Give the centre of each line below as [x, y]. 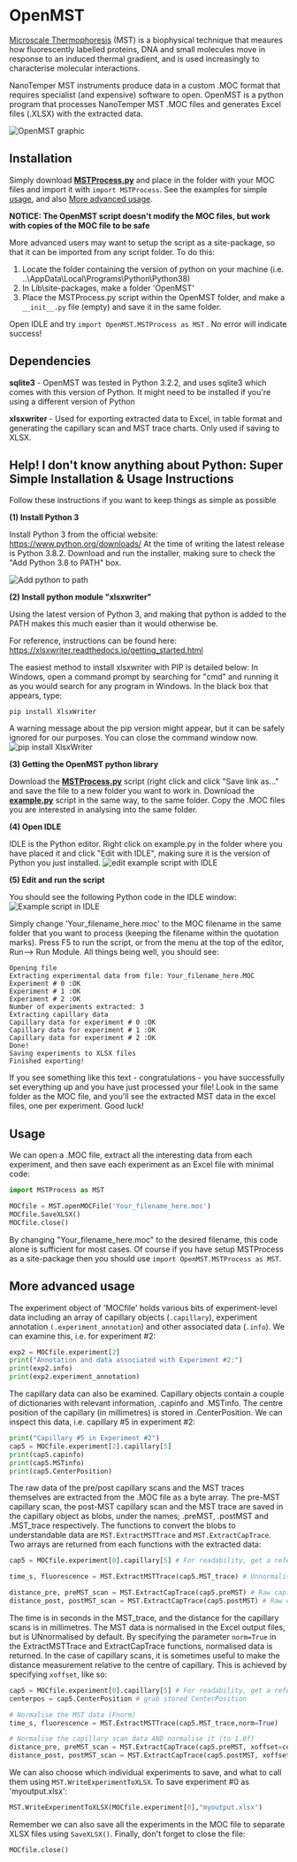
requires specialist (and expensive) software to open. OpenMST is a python [147, 95]
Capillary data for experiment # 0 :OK [83, 1023]
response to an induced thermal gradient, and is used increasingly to [134, 58]
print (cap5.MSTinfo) [47, 1462]
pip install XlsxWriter [53, 712]
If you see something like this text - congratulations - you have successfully [147, 1078]
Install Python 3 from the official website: [84, 535]
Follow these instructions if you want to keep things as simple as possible [143, 500]
